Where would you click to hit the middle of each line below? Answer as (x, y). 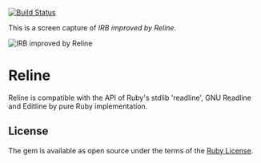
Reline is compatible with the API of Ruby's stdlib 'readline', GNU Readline (130, 97)
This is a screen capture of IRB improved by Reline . (92, 28)
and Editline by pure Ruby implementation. (78, 106)
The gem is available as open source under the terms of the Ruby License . (131, 150)
